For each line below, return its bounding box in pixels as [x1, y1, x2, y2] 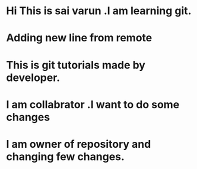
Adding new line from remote [6, 31, 152, 45]
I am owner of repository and [6, 137, 151, 151]
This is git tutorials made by [6, 58, 145, 71]
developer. [6, 71, 61, 84]
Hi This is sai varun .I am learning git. [6, 4, 192, 18]
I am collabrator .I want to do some [6, 97, 180, 111]
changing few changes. [6, 149, 125, 163]
